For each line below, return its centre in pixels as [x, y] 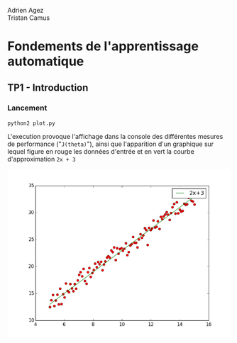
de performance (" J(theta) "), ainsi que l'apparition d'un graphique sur [111, 144]
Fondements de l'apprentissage [103, 46]
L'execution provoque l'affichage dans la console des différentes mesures [115, 136]
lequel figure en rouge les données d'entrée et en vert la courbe [101, 151]
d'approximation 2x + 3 [42, 159]
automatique [46, 61]
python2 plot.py [31, 123]
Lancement [27, 108]
